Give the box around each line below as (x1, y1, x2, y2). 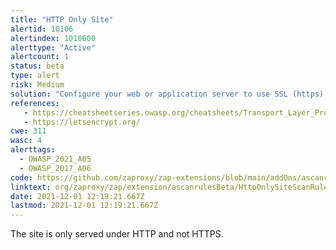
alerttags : (10, 145, 56, 155)
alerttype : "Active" (10, 42, 97, 53)
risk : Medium (10, 80, 65, 90)
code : (10, 172, 33, 183)
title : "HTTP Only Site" (10, 14, 114, 25)
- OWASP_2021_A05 (19, 154, 92, 164)
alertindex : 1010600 (10, 33, 97, 43)
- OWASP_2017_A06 (19, 163, 92, 173)
